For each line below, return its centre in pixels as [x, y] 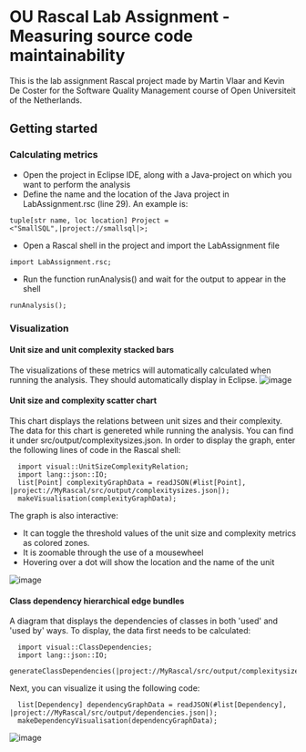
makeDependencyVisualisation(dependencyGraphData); [118, 721]
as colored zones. [56, 542]
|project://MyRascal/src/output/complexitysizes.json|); [120, 490]
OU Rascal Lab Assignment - [120, 17]
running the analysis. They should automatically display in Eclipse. [133, 379]
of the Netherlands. [46, 100]
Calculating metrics [54, 155]
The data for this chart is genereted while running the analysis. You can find [152, 430]
